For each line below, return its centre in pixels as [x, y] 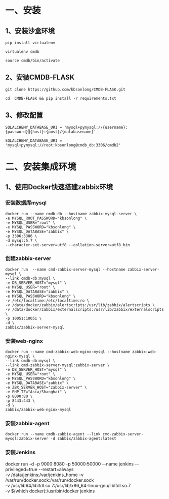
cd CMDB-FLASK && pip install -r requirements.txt [61, 98]
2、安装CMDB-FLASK [40, 78]
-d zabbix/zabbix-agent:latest [83, 439]
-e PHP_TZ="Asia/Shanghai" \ [36, 392]
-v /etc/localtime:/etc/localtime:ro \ [47, 301]
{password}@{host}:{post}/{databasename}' [51, 132]
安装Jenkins [20, 452]
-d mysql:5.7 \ [21, 240]
